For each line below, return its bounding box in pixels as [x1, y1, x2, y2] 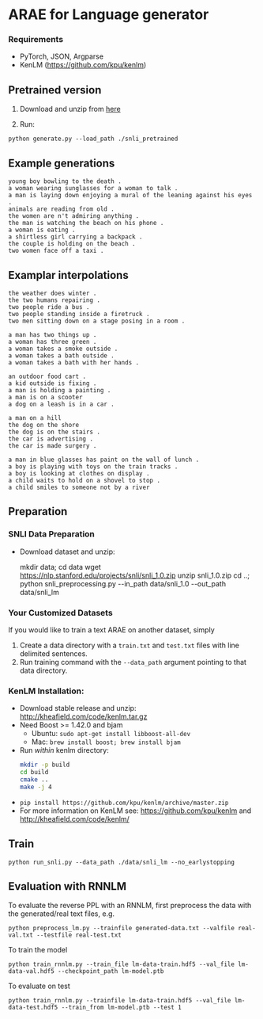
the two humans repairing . [8, 296, 101, 304]
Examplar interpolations [8, 268, 129, 282]
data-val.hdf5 [8, 967, 55, 975]
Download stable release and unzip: [19, 704, 137, 713]
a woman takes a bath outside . [8, 351, 115, 360]
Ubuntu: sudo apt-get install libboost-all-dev [31, 729, 191, 738]
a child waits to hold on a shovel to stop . [8, 476, 160, 484]
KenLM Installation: [8, 685, 85, 697]
